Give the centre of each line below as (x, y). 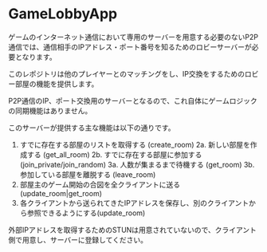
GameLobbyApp (63, 14)
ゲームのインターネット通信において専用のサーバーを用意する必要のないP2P (133, 37)
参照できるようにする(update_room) (86, 213)
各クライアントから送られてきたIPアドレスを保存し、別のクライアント (134, 203)
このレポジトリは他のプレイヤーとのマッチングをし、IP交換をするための (127, 73)
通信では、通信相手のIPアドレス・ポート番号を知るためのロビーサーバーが (130, 47)
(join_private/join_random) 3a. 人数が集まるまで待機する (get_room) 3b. (137, 164)
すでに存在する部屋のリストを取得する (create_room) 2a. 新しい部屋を (135, 144)
